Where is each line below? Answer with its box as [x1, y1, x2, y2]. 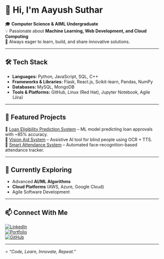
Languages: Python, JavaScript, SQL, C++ [12, 73, 99, 79]
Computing [5, 33, 28, 39]
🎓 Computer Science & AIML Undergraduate [5, 21, 99, 26]
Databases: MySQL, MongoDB [12, 84, 75, 90]
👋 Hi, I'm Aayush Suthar [5, 4, 103, 16]
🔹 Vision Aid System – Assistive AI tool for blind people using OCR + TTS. [5, 137, 152, 142]
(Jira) [12, 94, 23, 100]
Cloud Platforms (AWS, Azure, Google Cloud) [12, 184, 104, 190]
